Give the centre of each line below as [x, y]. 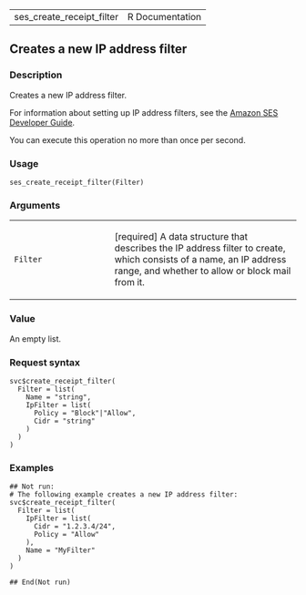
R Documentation [164, 17]
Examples [32, 467]
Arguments [35, 205]
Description [36, 75]
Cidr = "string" [64, 421]
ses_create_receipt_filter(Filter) [77, 182]
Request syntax [45, 362]
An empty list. [36, 339]
